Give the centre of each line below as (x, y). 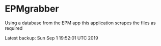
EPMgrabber (32, 9)
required (14, 28)
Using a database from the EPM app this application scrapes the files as (80, 23)
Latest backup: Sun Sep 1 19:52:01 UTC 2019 (51, 38)
